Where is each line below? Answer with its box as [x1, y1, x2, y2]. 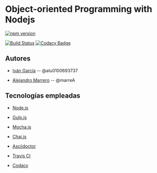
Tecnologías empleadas [5, 92, 81, 100]
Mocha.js [12, 124, 31, 130]
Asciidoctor [12, 143, 36, 149]
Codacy [12, 162, 29, 168]
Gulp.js [12, 114, 27, 120]
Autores [5, 55, 31, 63]
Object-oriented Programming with [5, 3, 153, 15]
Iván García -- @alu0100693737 [12, 67, 78, 73]
